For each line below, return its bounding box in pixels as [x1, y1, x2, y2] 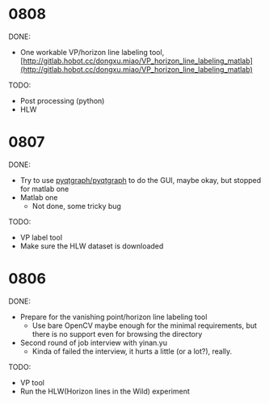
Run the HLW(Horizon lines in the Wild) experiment [19, 386, 190, 396]
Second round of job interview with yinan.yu [19, 338, 168, 347]
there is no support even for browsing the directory [32, 329, 203, 338]
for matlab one [19, 184, 69, 193]
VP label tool [19, 232, 63, 242]
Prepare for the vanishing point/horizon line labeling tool [19, 312, 208, 321]
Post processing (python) [19, 96, 105, 105]
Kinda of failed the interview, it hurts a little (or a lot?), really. [32, 346, 233, 356]
